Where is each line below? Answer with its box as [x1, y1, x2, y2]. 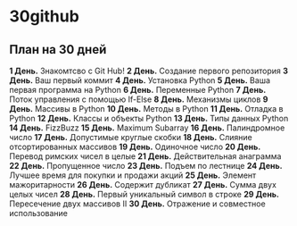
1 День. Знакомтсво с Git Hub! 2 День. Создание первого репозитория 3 [9, 65, 288, 76]
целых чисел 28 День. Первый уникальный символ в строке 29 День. [9, 189, 279, 199]
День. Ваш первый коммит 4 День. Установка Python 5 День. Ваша [9, 75, 270, 86]
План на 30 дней [9, 42, 107, 57]
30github [9, 6, 80, 27]
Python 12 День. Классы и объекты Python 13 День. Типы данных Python [9, 113, 289, 123]
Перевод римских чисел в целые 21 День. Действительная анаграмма [9, 151, 282, 162]
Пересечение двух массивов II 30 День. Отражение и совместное [9, 198, 266, 209]
